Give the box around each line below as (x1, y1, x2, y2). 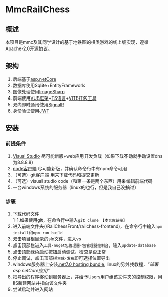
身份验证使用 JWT (12, 108, 50, 114)
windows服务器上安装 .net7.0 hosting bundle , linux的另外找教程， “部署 (12, 261, 158, 267)
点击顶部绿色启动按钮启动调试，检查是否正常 (12, 249, 106, 255)
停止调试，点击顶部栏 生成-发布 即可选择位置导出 (12, 255, 110, 261)
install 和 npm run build (12, 229, 63, 235)
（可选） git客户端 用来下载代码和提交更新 (12, 172, 100, 178)
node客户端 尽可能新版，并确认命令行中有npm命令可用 (12, 165, 128, 171)
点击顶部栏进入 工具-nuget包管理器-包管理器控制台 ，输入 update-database (12, 242, 156, 248)
